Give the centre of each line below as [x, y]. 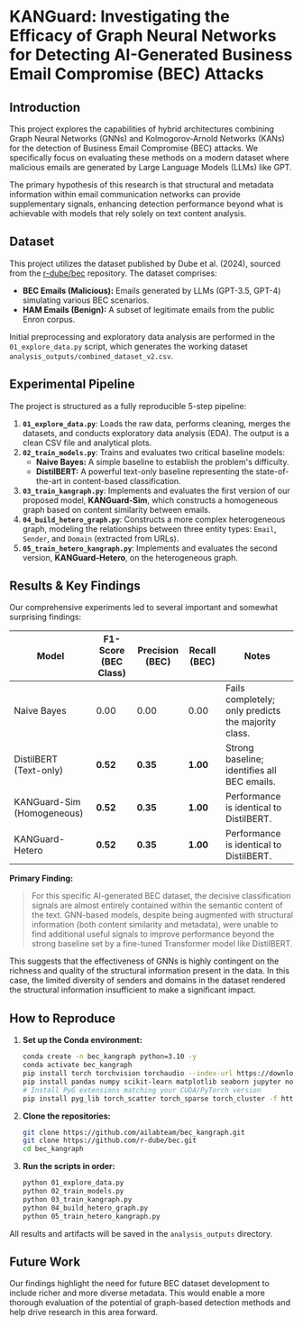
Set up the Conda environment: [82, 1040]
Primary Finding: [41, 878]
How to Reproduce [62, 1018]
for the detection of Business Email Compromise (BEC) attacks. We [134, 148]
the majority [251, 722]
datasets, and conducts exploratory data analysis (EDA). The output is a [156, 433]
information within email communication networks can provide [125, 194]
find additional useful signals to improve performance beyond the [153, 934]
